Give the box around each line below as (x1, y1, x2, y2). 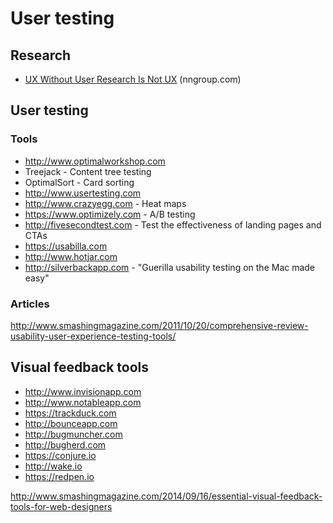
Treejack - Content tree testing (24, 165, 152, 177)
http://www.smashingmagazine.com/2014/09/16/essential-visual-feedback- (10, 490, 323, 502)
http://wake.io (24, 460, 83, 472)
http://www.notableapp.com (24, 396, 142, 408)
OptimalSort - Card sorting (24, 176, 135, 188)
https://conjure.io (24, 449, 97, 461)
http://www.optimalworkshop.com (24, 155, 166, 167)
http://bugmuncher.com (24, 428, 123, 440)
